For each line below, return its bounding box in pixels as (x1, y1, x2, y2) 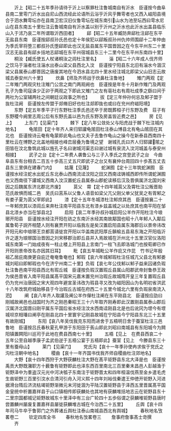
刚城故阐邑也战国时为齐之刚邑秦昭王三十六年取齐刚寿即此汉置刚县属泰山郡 (5, 299, 161, 305)
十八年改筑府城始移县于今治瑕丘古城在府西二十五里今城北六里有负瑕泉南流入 (5, 286, 166, 292)
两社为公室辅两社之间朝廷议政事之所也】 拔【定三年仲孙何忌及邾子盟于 (5, 94, 163, 100)
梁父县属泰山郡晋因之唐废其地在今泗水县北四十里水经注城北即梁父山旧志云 (5, 69, 161, 74)
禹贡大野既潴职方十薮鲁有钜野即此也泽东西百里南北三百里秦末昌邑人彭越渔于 (5, 363, 166, 369)
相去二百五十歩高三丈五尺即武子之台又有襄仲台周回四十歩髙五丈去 (27, 158, 166, 164)
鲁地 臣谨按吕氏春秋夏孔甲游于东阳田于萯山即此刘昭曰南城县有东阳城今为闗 (5, 325, 166, 330)
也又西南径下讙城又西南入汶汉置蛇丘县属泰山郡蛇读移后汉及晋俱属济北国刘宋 (5, 177, 166, 183)
